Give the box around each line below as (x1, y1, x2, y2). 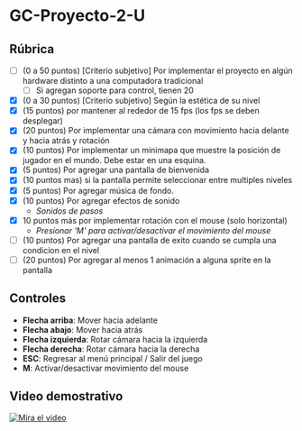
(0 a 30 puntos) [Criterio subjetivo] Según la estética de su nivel (22, 96, 261, 106)
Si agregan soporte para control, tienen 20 (35, 85, 194, 96)
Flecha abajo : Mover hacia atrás (22, 324, 143, 335)
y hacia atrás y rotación (22, 135, 110, 146)
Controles (9, 290, 67, 307)
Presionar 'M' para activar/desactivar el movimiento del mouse (35, 225, 271, 235)
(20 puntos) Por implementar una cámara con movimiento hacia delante (22, 125, 290, 136)
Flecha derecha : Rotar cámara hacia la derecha (22, 344, 200, 354)
